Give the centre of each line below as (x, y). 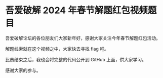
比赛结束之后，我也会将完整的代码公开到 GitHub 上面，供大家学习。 (76, 59)
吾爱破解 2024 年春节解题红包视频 (76, 10)
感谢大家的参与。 (23, 70)
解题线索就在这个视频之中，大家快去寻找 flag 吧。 (57, 49)
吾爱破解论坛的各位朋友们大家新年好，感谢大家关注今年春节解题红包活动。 (83, 38)
